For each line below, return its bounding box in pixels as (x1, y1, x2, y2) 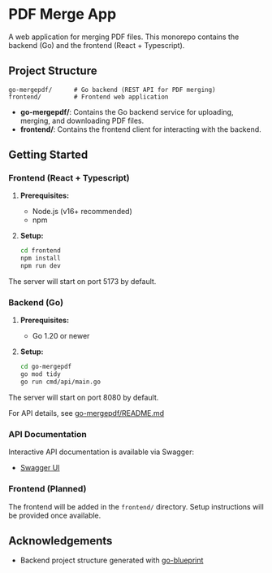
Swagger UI (19, 463, 60, 473)
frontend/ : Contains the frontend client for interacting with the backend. (19, 124, 261, 134)
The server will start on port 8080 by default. (8, 392, 159, 402)
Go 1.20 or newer (32, 331, 90, 341)
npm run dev (19, 262, 61, 270)
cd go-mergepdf (19, 363, 72, 371)
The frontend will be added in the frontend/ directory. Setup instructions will (8, 501, 264, 511)
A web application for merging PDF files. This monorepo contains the (8, 32, 240, 42)
